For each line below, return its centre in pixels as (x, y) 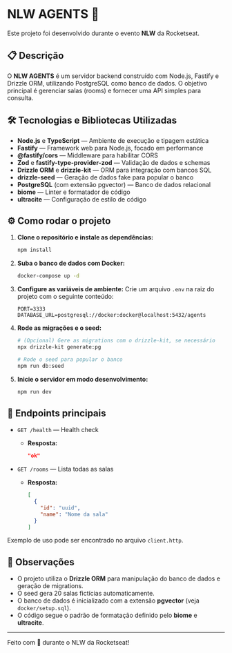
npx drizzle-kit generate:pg (59, 347)
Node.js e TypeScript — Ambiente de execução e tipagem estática (113, 140)
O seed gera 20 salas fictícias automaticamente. (86, 594)
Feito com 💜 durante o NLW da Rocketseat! (68, 643)
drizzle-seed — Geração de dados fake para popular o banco (105, 177)
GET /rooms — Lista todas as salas (65, 469)
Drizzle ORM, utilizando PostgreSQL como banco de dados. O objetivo (107, 83)
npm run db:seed (40, 366)
